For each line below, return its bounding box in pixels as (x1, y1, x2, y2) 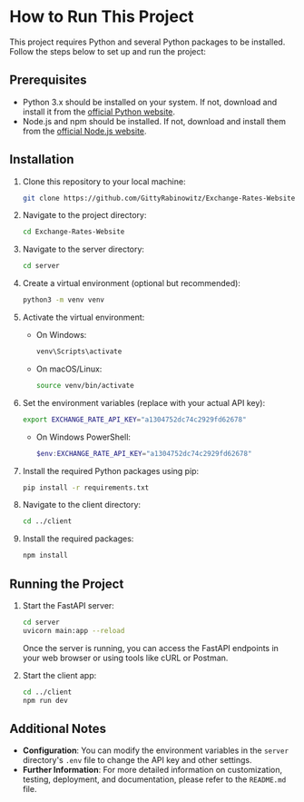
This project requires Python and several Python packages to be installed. (9, 36, 286, 47)
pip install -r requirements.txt (22, 483, 150, 492)
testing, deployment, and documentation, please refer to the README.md (22, 774, 287, 785)
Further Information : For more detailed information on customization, (22, 765, 283, 776)
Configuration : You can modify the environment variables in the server (22, 745, 289, 756)
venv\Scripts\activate (35, 347, 123, 356)
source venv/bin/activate (35, 381, 134, 390)
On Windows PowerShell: (35, 431, 132, 442)
